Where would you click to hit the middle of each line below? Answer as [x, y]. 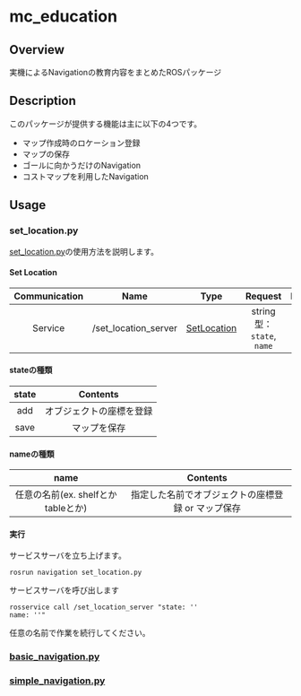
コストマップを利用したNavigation [86, 176]
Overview [37, 50]
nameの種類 [32, 454]
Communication [48, 296]
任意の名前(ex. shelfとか [66, 495]
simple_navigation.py [57, 681]
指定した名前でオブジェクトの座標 [203, 495]
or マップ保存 [213, 509]
